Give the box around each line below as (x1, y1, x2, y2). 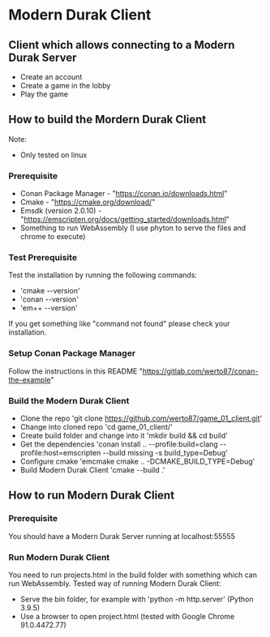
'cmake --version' (19, 286, 80, 296)
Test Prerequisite (8, 252, 78, 263)
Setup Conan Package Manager (8, 348, 136, 359)
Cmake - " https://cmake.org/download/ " (19, 197, 156, 207)
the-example (8, 374, 51, 384)
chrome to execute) (19, 232, 86, 242)
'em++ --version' (19, 303, 79, 313)
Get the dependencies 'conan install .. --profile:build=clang (19, 439, 219, 449)
